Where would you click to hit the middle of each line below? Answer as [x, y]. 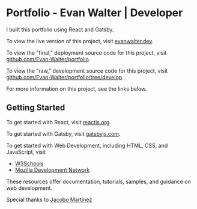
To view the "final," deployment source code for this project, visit [86, 53]
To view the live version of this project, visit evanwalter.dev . [80, 41]
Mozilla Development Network [52, 170]
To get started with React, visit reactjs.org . [59, 122]
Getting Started [36, 108]
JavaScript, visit [26, 152]
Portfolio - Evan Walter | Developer [95, 13]
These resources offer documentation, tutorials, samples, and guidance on [98, 181]
